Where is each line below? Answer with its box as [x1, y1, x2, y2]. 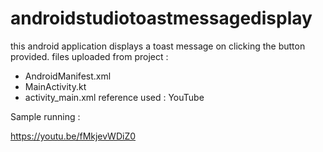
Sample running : [10, 110, 81, 122]
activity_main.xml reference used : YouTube [24, 91, 205, 103]
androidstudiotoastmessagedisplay [10, 7, 313, 30]
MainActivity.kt [24, 80, 87, 92]
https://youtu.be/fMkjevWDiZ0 [10, 130, 137, 142]
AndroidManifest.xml [24, 70, 112, 82]
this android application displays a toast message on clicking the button [10, 40, 306, 52]
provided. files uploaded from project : [10, 50, 169, 62]
